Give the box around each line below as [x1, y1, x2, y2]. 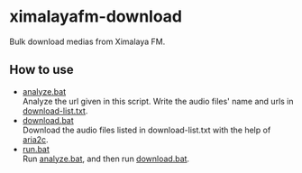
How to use [9, 62, 74, 77]
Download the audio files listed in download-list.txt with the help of [22, 124, 271, 135]
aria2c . [22, 133, 49, 145]
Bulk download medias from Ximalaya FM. [9, 36, 166, 47]
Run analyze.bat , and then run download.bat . [22, 153, 190, 164]
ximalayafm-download [9, 6, 183, 27]
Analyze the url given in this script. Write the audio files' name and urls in [22, 96, 295, 106]
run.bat [22, 143, 50, 154]
